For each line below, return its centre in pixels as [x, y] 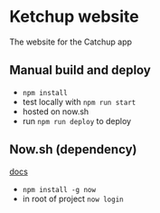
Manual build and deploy [80, 70]
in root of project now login [73, 198]
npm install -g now [59, 189]
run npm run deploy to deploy [77, 121]
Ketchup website [74, 17]
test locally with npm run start [79, 102]
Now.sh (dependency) [73, 150]
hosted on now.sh [56, 111]
